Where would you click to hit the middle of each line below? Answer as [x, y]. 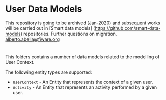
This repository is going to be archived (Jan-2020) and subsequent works [83, 23]
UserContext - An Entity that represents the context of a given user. [83, 82]
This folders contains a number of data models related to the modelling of [82, 57]
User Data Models [44, 9]
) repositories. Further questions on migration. [69, 34]
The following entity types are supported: [49, 72]
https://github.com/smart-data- [128, 28]
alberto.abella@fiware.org [33, 39]
